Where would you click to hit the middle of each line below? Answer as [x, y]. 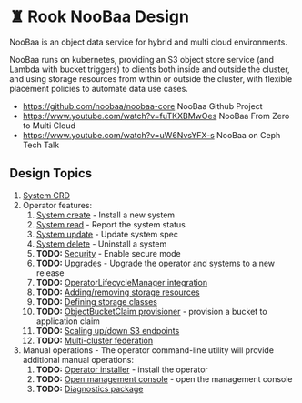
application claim [68, 321]
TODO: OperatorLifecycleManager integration [122, 282]
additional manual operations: [78, 359]
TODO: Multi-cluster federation [95, 340]
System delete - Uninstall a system [101, 244]
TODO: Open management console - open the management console [164, 378]
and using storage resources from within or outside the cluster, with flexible [151, 78]
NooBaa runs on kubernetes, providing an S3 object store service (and [142, 59]
